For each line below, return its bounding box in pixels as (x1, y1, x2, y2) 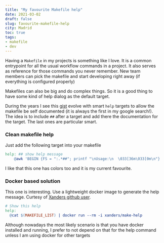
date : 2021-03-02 (5, 12, 41, 17)
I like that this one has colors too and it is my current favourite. (5, 165, 132, 171)
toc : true (5, 30, 26, 35)
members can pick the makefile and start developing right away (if (5, 73, 140, 79)
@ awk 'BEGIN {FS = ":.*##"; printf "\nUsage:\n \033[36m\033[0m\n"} (14, 156, 161, 161)
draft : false (5, 16, 32, 21)
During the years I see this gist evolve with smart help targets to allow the (5, 103, 155, 109)
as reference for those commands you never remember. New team (5, 68, 141, 74)
